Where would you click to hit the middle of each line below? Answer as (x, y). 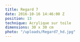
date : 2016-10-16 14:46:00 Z (35, 14)
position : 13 (18, 18)
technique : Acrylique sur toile (38, 23)
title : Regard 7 (22, 9)
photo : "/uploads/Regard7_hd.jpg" (40, 32)
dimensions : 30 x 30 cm (29, 28)
